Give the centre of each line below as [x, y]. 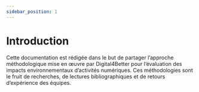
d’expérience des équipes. [39, 83]
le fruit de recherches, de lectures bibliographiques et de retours [86, 76]
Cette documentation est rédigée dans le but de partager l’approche [90, 58]
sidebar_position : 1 [32, 12]
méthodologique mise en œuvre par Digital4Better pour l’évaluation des [94, 64]
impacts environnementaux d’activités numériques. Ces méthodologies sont [99, 70]
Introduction [38, 41]
